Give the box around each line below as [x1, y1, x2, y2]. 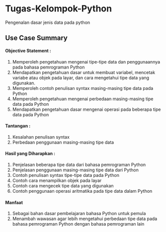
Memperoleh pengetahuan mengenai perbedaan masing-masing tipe [12, 95, 154, 102]
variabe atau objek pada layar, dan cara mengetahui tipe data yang [12, 75, 150, 80]
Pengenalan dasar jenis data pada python [5, 19, 90, 25]
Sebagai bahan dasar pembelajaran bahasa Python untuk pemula [12, 211, 146, 217]
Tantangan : [5, 123, 31, 129]
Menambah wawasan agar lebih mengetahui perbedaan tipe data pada [12, 216, 158, 222]
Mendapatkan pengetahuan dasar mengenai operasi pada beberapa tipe [12, 106, 161, 112]
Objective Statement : [5, 48, 51, 54]
